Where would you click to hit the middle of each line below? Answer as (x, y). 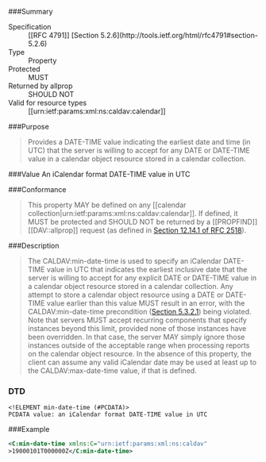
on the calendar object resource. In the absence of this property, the (139, 354)
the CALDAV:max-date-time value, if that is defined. (112, 371)
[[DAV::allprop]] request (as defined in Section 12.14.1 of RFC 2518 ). (137, 230)
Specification (30, 27)
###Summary (31, 12)
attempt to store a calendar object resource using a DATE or (125, 295)
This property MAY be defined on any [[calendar (107, 205)
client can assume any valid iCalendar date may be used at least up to (142, 362)
